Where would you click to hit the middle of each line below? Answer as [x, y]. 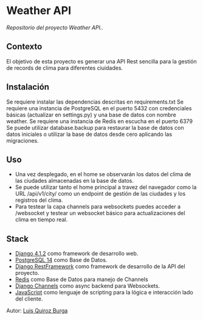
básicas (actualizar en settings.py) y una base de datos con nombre [91, 115]
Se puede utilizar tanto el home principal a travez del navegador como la [106, 187]
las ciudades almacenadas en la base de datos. [74, 181]
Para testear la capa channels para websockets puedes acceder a [98, 207]
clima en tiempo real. [41, 219]
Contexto [24, 47]
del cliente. [29, 299]
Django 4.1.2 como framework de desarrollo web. [77, 254]
